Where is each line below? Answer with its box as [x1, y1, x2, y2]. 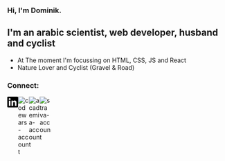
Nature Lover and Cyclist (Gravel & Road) [17, 63, 135, 71]
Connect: [7, 80, 39, 90]
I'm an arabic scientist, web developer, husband [7, 27, 218, 39]
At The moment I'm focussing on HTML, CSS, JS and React [17, 56, 187, 64]
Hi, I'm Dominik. [7, 6, 62, 15]
